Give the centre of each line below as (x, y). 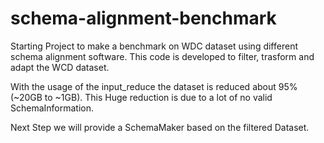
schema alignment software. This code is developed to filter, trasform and (162, 56)
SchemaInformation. (52, 108)
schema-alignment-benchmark (143, 18)
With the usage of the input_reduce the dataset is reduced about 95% (154, 86)
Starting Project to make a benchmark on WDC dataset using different (154, 46)
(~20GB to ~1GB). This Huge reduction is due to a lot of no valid (141, 97)
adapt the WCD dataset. (60, 67)
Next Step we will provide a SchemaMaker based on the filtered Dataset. (160, 127)
